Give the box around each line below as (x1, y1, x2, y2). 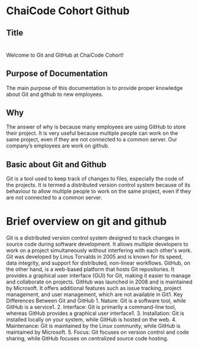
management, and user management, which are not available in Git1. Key (6, 291, 183, 298)
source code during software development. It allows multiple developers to (6, 241, 189, 248)
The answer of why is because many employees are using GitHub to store (6, 123, 186, 131)
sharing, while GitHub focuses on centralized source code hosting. (6, 335, 168, 342)
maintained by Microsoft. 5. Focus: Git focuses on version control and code (6, 328, 189, 336)
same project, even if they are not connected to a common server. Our (6, 136, 177, 143)
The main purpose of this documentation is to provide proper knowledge (6, 84, 183, 91)
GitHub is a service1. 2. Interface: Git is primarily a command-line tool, (6, 304, 176, 311)
